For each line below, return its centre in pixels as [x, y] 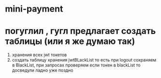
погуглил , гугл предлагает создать [80, 31]
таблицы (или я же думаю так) [70, 41]
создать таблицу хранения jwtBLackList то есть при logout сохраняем [84, 60]
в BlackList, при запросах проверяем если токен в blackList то [76, 65]
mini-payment [34, 9]
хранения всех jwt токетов [39, 55]
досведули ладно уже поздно [43, 70]
